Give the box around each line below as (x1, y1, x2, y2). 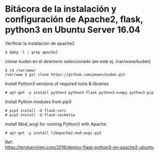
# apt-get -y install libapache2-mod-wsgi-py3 (5, 131, 101, 135)
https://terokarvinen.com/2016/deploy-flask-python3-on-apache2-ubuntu (5, 144, 154, 150)
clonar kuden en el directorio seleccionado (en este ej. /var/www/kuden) (5, 58, 151, 64)
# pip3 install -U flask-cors (5, 108, 67, 113)
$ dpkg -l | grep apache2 (5, 50, 58, 55)
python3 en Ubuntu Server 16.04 (5, 24, 140, 35)
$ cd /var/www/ (5, 67, 36, 73)
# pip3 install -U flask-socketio (5, 112, 76, 117)
